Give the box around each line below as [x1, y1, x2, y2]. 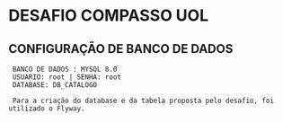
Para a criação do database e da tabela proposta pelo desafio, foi [12, 96, 275, 105]
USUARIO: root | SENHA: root [12, 73, 122, 82]
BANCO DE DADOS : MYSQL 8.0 [12, 65, 118, 74]
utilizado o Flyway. [8, 104, 86, 113]
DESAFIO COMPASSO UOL [8, 5, 208, 26]
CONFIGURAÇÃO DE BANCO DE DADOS [8, 41, 234, 57]
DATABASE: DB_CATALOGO [12, 81, 98, 90]
